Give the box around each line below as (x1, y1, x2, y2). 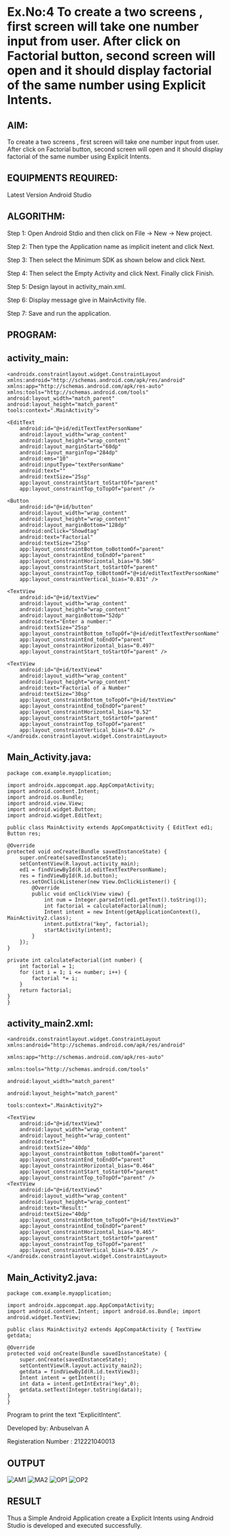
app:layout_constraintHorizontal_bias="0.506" (19, 558, 155, 565)
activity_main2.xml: (7, 1018, 94, 1029)
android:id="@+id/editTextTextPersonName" (19, 425, 143, 432)
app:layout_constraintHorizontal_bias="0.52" (19, 708, 152, 716)
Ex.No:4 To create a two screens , (7, 4, 203, 20)
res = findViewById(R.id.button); (19, 872, 118, 879)
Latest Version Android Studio (7, 190, 92, 199)
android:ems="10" (19, 455, 69, 462)
